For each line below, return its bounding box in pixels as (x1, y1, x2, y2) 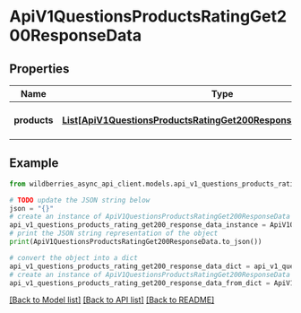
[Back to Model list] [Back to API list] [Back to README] (9, 294, 215, 306)
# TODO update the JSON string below (9, 196, 150, 204)
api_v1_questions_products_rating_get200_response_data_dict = (9, 262, 251, 271)
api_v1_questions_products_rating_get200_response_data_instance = (9, 221, 267, 230)
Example (9, 155, 59, 171)
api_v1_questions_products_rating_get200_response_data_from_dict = (9, 278, 271, 288)
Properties (9, 61, 70, 76)
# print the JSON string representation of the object (9, 229, 219, 239)
